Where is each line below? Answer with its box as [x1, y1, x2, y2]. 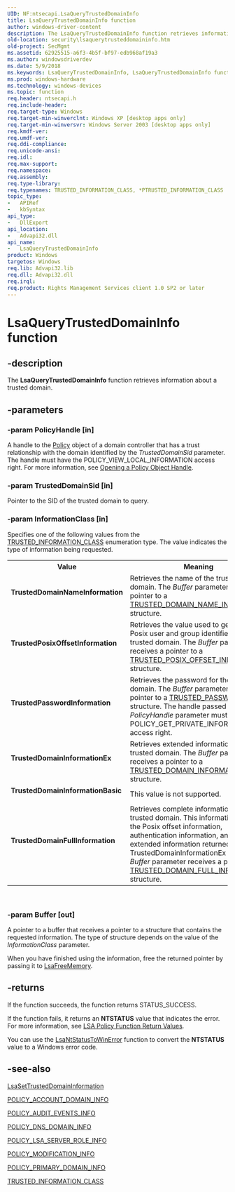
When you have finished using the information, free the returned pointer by [7, 954, 224, 962]
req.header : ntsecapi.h [7, 95, 77, 102]
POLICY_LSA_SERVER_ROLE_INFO [7, 1136, 107, 1144]
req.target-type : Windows [7, 108, 83, 115]
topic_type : [7, 193, 42, 200]
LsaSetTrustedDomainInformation [7, 1082, 104, 1090]
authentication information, [129, 830, 219, 840]
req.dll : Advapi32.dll [7, 271, 73, 278]
